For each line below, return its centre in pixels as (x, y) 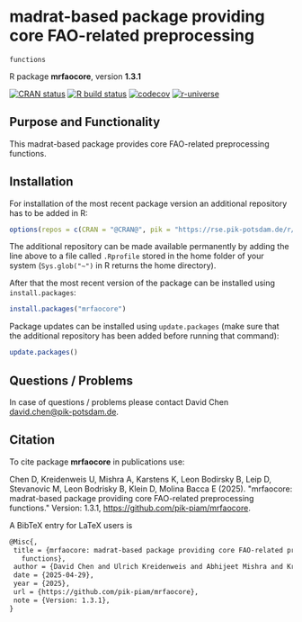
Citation (32, 440)
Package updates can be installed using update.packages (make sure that (145, 327)
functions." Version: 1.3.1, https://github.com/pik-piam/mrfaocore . (130, 508)
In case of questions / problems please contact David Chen (119, 402)
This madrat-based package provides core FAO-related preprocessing (139, 144)
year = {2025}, (41, 584)
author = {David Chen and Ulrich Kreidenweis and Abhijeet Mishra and (148, 567)
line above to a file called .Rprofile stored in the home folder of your (137, 256)
